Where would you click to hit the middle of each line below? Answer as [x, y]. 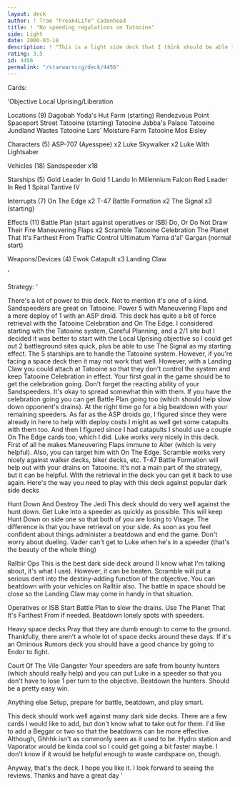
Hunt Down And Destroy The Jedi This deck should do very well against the [119, 503]
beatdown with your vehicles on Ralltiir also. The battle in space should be [117, 586]
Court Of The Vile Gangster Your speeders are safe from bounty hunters [114, 666]
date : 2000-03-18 [33, 41]
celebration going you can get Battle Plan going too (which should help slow [119, 399]
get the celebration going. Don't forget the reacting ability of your [104, 384]
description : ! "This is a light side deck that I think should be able [118, 47]
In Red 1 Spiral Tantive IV [44, 187]
